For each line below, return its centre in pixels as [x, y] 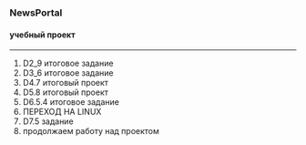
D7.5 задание [48, 121]
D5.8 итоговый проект [66, 92]
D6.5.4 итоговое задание [71, 102]
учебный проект [42, 35]
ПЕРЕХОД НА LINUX [62, 112]
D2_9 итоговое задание [68, 63]
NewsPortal [36, 13]
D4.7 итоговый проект [66, 83]
